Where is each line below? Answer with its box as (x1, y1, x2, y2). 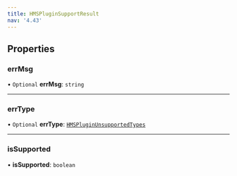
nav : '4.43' (7, 17, 42, 24)
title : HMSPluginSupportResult (7, 10, 99, 18)
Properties (7, 43, 55, 55)
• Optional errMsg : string (7, 80, 85, 89)
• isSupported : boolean (7, 160, 75, 169)
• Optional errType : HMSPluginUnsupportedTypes (7, 120, 146, 129)
